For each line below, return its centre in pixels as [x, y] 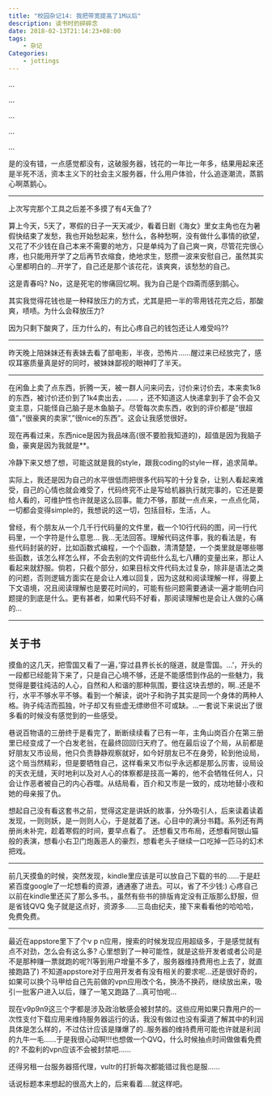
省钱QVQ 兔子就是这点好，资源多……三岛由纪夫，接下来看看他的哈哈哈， [136, 906]
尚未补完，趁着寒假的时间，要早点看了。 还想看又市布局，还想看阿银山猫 [137, 830]
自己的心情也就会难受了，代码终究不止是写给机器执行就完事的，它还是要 [143, 490]
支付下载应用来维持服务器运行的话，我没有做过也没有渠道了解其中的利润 [143, 1019]
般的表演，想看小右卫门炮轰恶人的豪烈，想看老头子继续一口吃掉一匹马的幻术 [136, 841]
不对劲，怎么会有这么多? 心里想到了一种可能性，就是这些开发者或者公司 [135, 951]
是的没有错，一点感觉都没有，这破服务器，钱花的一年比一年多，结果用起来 [132, 164]
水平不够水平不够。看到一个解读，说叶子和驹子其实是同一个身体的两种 [139, 695]
